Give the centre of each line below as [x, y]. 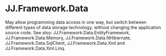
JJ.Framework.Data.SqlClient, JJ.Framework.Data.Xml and [65, 43]
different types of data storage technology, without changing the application [83, 27]
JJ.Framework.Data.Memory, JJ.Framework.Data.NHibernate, [68, 38]
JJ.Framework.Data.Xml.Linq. [35, 48]
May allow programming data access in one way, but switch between [76, 22]
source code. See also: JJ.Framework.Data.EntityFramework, [68, 32]
